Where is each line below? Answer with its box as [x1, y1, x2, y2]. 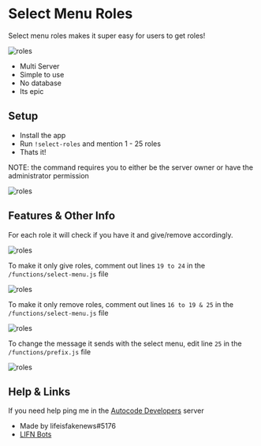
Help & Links [8, 384, 71, 399]
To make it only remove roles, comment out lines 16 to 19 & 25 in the [8, 299, 234, 309]
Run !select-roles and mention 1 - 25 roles [19, 139, 162, 148]
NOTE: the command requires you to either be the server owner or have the [8, 163, 254, 172]
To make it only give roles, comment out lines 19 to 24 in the [8, 260, 206, 270]
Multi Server [19, 61, 60, 71]
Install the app [19, 130, 66, 140]
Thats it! [19, 147, 47, 156]
